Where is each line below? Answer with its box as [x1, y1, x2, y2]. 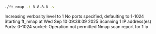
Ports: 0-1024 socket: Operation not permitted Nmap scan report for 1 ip [4, 23, 149, 29]
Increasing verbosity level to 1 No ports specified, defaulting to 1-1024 [4, 13, 144, 19]
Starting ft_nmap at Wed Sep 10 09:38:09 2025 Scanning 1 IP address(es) [4, 18, 152, 24]
